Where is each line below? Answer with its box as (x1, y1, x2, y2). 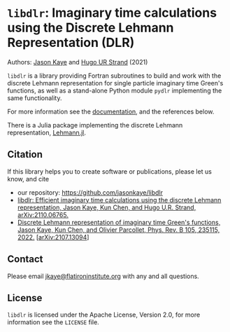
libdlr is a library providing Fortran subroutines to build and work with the (7, 71, 222, 80)
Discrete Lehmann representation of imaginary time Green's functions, (17, 218, 221, 226)
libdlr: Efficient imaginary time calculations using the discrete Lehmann (17, 195, 222, 204)
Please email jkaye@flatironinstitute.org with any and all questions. (7, 272, 199, 280)
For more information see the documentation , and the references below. (7, 107, 215, 116)
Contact (7, 254, 43, 265)
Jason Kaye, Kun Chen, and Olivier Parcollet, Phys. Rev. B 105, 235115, (17, 226, 220, 234)
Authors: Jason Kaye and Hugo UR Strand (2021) (7, 57, 148, 66)
